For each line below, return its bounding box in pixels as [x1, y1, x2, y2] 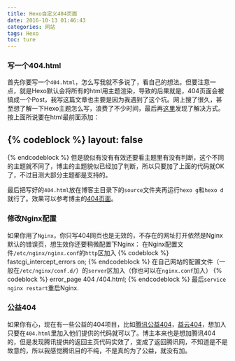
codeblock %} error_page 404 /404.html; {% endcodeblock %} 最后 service [7, 275, 226, 283]
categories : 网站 [7, 23, 56, 30]
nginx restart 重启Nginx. [7, 283, 79, 292]
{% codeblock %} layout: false [7, 134, 143, 146]
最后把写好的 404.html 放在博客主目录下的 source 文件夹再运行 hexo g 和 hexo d [7, 186, 224, 194]
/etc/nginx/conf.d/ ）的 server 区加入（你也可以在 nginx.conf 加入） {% [20, 266, 222, 274]
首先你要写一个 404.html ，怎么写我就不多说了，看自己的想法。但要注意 [7, 78, 211, 86]
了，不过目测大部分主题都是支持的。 [7, 171, 112, 179]
